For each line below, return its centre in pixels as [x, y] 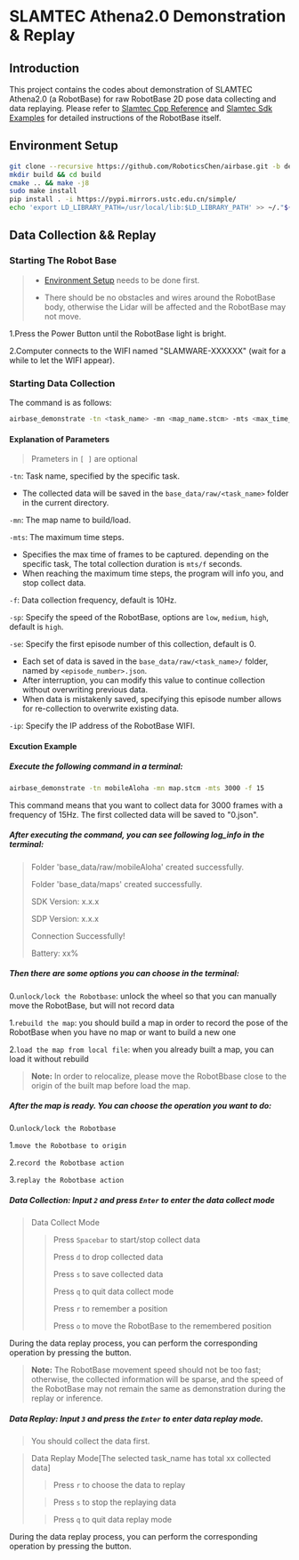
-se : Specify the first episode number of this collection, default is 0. [133, 644]
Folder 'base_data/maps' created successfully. [117, 884]
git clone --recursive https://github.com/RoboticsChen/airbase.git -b [145, 166]
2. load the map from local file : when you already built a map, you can [141, 1049]
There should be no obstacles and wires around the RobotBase [160, 297]
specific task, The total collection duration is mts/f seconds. [132, 564]
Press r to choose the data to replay [119, 1485]
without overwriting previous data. [85, 690]
